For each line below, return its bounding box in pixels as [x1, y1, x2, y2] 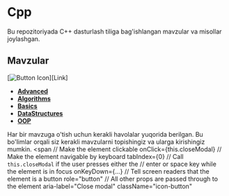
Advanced [17, 86, 49, 95]
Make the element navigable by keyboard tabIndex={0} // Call [7, 152, 184, 160]
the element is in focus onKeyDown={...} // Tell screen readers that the [7, 167, 210, 175]
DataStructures [17, 109, 63, 117]
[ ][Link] [7, 73, 68, 82]
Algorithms [17, 94, 51, 103]
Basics [17, 102, 38, 110]
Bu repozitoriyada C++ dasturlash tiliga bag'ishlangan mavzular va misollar [7, 27, 222, 36]
